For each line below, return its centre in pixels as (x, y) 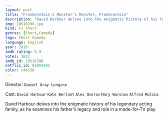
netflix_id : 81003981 (28, 65)
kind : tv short (21, 28)
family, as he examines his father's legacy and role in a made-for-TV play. (81, 109)
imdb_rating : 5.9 (23, 51)
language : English (24, 42)
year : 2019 (16, 47)
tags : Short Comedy (25, 38)
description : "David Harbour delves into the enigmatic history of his (81, 19)
